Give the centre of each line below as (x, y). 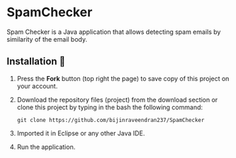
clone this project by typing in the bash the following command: (110, 107)
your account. (37, 86)
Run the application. (46, 147)
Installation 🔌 (36, 62)
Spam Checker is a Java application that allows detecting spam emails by (114, 32)
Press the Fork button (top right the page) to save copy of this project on (123, 78)
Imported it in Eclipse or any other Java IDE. (81, 133)
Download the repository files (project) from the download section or (117, 99)
